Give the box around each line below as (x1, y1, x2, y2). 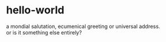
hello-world (6, 3, 65, 17)
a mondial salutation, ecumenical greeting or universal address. (6, 23, 161, 30)
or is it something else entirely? (6, 29, 82, 36)
